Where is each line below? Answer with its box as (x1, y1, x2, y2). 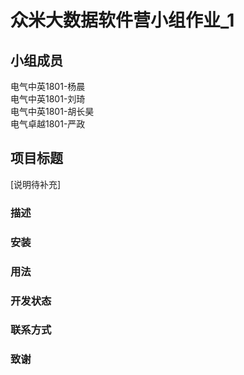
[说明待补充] (10, 178, 62, 190)
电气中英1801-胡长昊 (10, 106, 95, 117)
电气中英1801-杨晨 (10, 81, 86, 92)
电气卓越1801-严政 (10, 118, 86, 130)
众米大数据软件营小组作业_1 (10, 9, 235, 32)
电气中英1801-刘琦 (10, 93, 86, 105)
